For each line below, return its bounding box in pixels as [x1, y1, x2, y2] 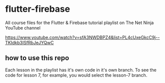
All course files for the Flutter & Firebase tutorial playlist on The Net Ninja [5, 20, 154, 26]
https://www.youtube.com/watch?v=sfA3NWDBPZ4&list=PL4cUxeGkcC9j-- [5, 34, 160, 40]
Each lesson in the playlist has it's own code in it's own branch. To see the [5, 67, 157, 73]
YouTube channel [5, 25, 41, 30]
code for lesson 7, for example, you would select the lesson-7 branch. [5, 72, 148, 78]
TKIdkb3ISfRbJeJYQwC [5, 39, 54, 45]
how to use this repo [5, 54, 69, 62]
